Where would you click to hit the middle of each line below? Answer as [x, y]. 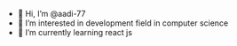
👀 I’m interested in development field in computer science [123, 23]
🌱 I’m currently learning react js [75, 32]
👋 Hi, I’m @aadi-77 [51, 14]
